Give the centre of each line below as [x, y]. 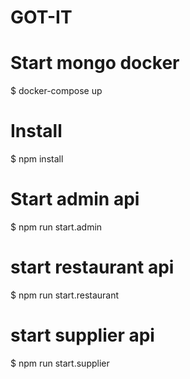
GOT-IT [41, 17]
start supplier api [82, 335]
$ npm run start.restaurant [65, 295]
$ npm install [37, 159]
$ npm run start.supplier [60, 363]
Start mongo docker [95, 63]
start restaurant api [92, 267]
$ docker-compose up [56, 91]
